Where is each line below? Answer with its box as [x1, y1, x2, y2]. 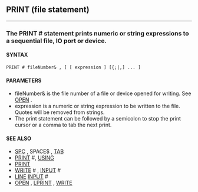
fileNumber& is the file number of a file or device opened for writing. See [14, 90, 192, 97]
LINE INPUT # [14, 173, 48, 180]
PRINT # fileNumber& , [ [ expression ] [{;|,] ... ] [6, 64, 141, 70]
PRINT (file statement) [6, 5, 90, 15]
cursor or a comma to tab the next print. [14, 121, 112, 129]
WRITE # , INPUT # [14, 167, 61, 174]
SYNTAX [6, 51, 28, 58]
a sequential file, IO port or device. [6, 37, 107, 45]
